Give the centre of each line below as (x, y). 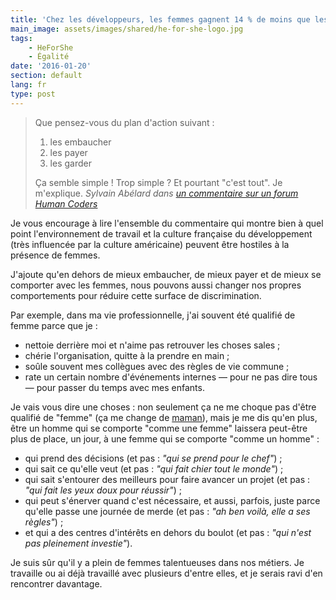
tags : (21, 38)
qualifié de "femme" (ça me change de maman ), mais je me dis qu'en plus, (164, 417)
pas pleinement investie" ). (78, 543)
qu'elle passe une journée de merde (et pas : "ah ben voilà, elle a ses (167, 511)
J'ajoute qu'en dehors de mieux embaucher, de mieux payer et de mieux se (166, 274)
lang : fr (28, 85)
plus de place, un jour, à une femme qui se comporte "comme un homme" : (165, 438)
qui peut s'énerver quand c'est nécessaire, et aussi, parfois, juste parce (172, 500)
